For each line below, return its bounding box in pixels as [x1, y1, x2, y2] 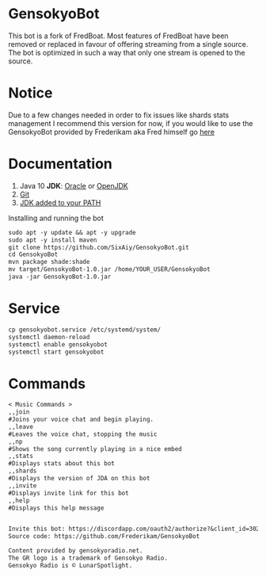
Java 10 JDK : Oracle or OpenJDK [19, 181, 129, 190]
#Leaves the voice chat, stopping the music [8, 430, 158, 438]
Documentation [8, 155, 113, 173]
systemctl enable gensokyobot [8, 340, 108, 349]
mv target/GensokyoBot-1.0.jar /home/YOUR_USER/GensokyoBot [8, 266, 211, 273]
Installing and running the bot [8, 213, 104, 223]
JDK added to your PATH [19, 197, 101, 207]
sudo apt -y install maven [8, 235, 97, 244]
